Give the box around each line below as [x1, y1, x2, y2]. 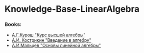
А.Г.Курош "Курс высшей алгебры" [11, 32, 86, 38]
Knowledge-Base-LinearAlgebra [4, 3, 140, 15]
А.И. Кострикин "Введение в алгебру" [11, 37, 92, 43]
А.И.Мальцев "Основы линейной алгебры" [11, 43, 101, 49]
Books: [4, 21, 22, 28]
